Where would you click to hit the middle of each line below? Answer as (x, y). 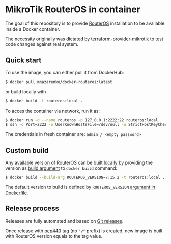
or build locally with (26, 91)
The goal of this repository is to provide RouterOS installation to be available (85, 23)
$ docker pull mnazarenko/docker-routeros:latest (59, 82)
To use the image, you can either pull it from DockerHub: (65, 72)
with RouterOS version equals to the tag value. (54, 236)
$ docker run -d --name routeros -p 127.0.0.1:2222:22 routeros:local (82, 120)
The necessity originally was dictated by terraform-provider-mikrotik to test (84, 39)
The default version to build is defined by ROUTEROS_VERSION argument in (80, 187)
